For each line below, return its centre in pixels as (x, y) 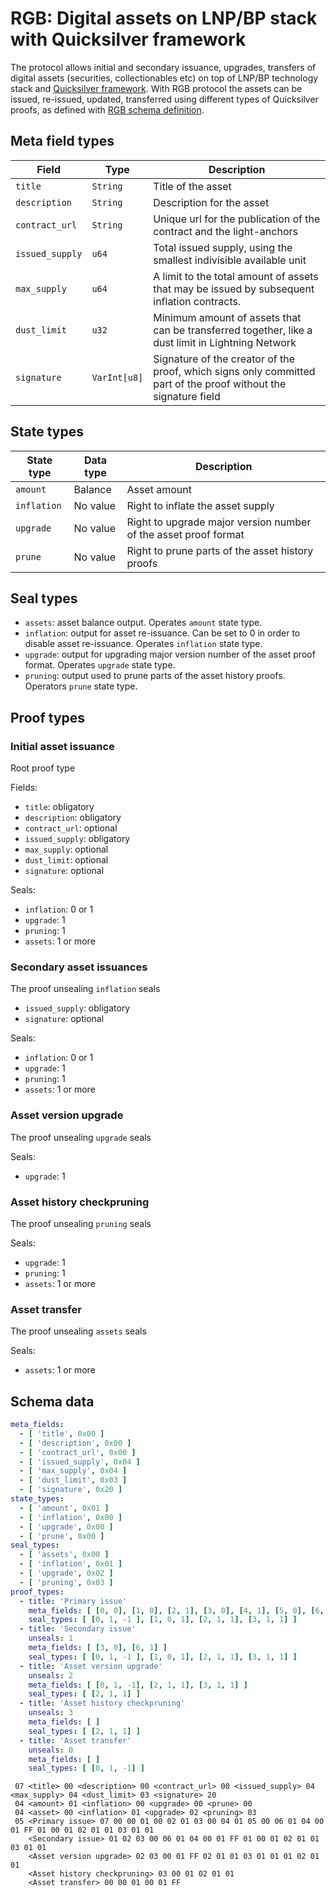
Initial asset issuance (62, 746)
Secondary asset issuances (79, 967)
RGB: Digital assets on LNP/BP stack (164, 18)
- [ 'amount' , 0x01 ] (64, 1508)
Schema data (52, 1401)
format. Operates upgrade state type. (100, 665)
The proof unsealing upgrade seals (81, 1137)
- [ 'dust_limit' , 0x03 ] (73, 1480)
